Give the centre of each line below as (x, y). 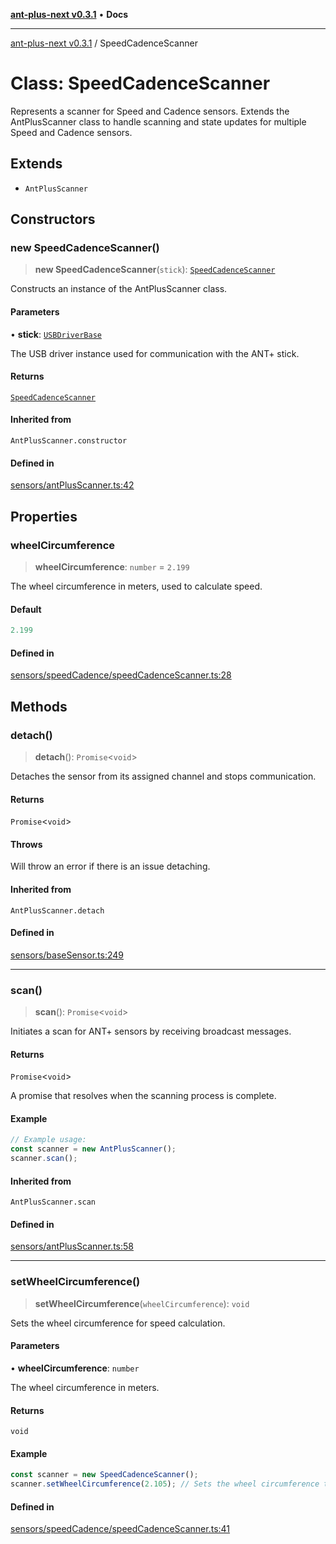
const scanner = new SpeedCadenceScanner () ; (104, 1475)
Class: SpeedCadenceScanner (140, 83)
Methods (39, 706)
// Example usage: (48, 1140)
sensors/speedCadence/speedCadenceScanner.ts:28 (121, 675)
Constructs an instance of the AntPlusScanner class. (119, 289)
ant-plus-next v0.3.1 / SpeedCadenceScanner (104, 43)
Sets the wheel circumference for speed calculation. (118, 1323)
